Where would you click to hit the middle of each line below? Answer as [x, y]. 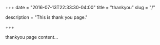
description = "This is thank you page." [47, 17]
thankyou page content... [32, 37]
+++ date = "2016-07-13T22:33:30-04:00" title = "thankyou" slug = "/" [80, 7]
